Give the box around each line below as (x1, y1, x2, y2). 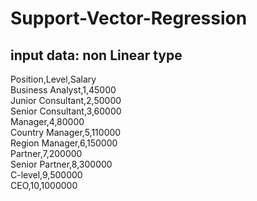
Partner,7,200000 (10, 148, 83, 159)
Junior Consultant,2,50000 (10, 95, 122, 106)
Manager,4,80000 (10, 116, 85, 127)
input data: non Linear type (10, 47, 183, 64)
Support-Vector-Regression (10, 7, 248, 30)
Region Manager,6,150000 (10, 137, 118, 149)
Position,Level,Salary (10, 73, 97, 85)
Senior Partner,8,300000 (10, 158, 113, 170)
